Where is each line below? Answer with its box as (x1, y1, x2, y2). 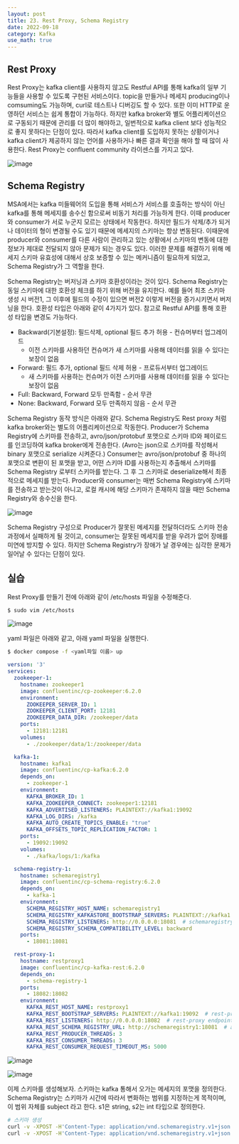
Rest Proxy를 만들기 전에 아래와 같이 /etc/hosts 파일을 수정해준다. (7, 592, 192, 601)
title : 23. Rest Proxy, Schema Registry (7, 17, 129, 24)
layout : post (7, 10, 46, 18)
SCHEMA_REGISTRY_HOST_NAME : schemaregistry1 (26, 904, 161, 912)
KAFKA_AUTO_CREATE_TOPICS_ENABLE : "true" (26, 819, 152, 827)
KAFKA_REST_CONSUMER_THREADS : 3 (26, 1037, 122, 1044)
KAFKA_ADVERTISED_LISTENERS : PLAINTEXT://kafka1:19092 (26, 806, 193, 813)
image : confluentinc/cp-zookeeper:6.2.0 (20, 688, 142, 695)
